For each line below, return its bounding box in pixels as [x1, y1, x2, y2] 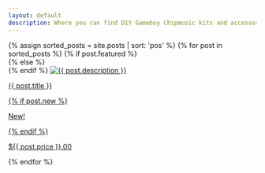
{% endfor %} [8, 156, 54, 166]
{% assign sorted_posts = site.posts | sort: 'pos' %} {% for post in [8, 40, 222, 50]
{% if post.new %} [8, 96, 69, 105]
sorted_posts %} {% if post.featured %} [8, 49, 138, 58]
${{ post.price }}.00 [8, 142, 73, 151]
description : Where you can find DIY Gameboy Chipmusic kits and [8, 19, 227, 27]
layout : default [8, 11, 62, 20]
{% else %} [8, 57, 46, 67]
